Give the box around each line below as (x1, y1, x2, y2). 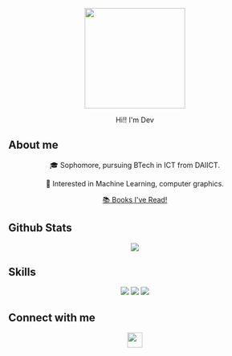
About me (8, 138, 59, 152)
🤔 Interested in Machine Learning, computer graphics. (45, 178, 225, 188)
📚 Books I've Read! (102, 194, 168, 204)
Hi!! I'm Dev (116, 115, 154, 125)
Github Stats (8, 221, 72, 235)
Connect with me (8, 310, 96, 325)
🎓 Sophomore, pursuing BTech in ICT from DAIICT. (49, 160, 221, 170)
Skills (8, 265, 36, 279)
